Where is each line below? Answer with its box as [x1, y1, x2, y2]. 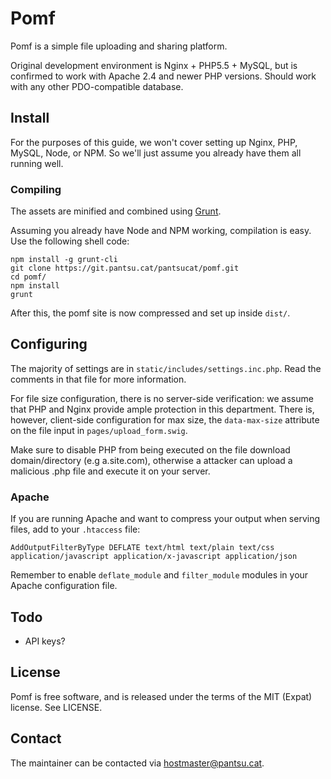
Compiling [10, 182, 62, 196]
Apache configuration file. [10, 580, 118, 592]
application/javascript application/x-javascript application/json [10, 552, 298, 562]
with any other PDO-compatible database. [10, 80, 184, 92]
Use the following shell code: [10, 235, 130, 247]
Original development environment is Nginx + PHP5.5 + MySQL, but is [10, 59, 298, 71]
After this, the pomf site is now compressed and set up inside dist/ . [10, 307, 291, 319]
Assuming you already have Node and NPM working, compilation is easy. [10, 225, 312, 237]
